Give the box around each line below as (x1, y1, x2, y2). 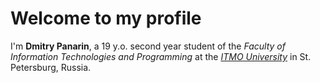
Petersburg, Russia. (10, 61, 92, 73)
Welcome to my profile (10, 7, 202, 30)
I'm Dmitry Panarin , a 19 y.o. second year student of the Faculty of (10, 40, 286, 52)
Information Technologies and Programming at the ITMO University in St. (10, 50, 312, 62)
